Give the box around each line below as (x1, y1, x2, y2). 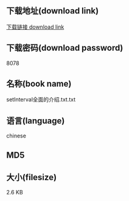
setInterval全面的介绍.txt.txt (6, 96, 76, 103)
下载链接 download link (6, 23, 64, 31)
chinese (6, 132, 26, 139)
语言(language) (6, 115, 65, 126)
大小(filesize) (6, 172, 57, 183)
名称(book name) (6, 79, 72, 89)
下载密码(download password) (6, 43, 124, 53)
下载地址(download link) (6, 5, 99, 16)
